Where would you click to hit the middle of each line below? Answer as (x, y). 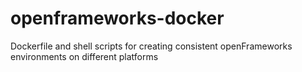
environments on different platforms (84, 56)
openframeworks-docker (117, 18)
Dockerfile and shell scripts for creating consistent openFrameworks (151, 46)
